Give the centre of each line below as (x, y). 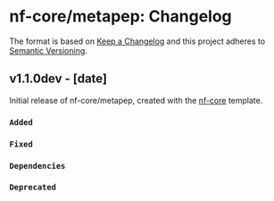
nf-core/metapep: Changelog (120, 17)
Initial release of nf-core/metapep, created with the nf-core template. (136, 100)
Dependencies (37, 166)
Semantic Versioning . (48, 50)
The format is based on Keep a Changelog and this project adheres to (137, 41)
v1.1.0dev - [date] (58, 79)
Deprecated (33, 188)
